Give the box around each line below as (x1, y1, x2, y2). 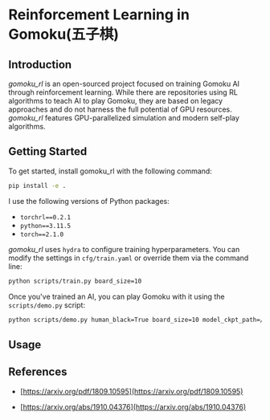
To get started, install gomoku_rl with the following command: (8, 166, 213, 176)
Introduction (8, 58, 72, 71)
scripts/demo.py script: (8, 300, 86, 310)
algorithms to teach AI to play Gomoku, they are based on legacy (8, 96, 223, 105)
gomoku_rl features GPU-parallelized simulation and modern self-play (8, 113, 239, 122)
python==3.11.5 (19, 222, 72, 230)
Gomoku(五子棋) (8, 26, 119, 43)
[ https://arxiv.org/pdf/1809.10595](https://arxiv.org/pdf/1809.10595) (19, 386, 243, 396)
